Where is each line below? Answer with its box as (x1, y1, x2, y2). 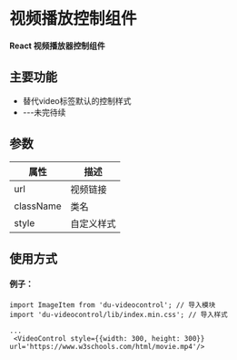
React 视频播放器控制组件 (9, 40, 106, 51)
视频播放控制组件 (9, 8, 138, 29)
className (14, 200, 62, 212)
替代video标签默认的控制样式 (22, 95, 132, 106)
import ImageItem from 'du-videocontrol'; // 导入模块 (9, 301, 216, 310)
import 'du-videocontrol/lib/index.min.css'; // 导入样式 (9, 311, 229, 320)
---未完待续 (22, 107, 66, 118)
